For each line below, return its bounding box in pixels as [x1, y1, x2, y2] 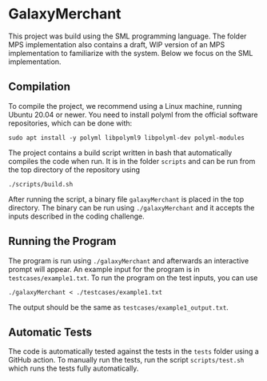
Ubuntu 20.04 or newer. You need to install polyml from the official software [8, 110, 258, 119]
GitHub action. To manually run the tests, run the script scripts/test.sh [8, 355, 245, 365]
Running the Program [8, 235, 117, 248]
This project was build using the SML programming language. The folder [8, 31, 247, 41]
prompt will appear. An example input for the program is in [8, 264, 200, 274]
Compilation [8, 80, 70, 94]
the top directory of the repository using [8, 165, 141, 174]
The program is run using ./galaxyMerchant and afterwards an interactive [8, 255, 249, 265]
